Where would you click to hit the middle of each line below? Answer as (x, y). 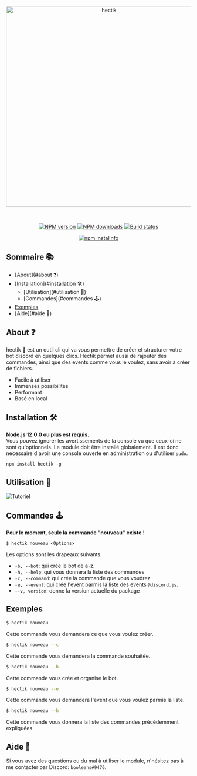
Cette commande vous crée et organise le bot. (62, 678)
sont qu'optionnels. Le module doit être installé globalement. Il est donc (92, 447)
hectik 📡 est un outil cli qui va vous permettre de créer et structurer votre (94, 349)
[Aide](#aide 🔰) (33, 313)
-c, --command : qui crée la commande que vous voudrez (82, 578)
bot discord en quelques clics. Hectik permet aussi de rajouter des (86, 356)
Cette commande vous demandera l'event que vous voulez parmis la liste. (95, 700)
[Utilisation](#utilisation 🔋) (55, 292)
